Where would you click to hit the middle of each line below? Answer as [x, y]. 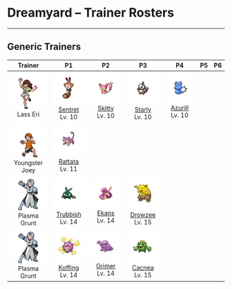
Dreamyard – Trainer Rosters [91, 13]
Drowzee [143, 214]
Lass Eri [28, 114]
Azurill [180, 107]
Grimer [106, 266]
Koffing [69, 268]
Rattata [69, 161]
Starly [143, 110]
